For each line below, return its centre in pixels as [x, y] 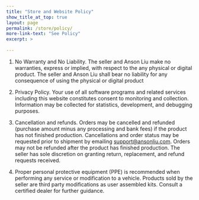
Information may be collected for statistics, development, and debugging [103, 104]
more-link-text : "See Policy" [44, 34]
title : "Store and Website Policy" [50, 12]
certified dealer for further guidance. [60, 191]
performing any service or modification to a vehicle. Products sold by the [104, 178]
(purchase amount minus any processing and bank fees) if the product [101, 129]
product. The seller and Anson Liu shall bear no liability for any [91, 74]
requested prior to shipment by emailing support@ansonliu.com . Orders [102, 141]
